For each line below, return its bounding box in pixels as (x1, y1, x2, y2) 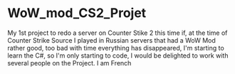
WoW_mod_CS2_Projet (7, 5, 147, 21)
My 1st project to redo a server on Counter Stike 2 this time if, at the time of (7, 28, 228, 37)
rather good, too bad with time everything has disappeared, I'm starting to (7, 43, 224, 52)
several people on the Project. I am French (7, 58, 132, 67)
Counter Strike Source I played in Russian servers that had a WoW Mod (7, 36, 216, 44)
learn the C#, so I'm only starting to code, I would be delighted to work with (7, 51, 229, 60)
